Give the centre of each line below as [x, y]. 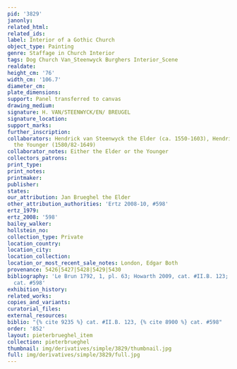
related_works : [30, 296]
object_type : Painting [41, 47]
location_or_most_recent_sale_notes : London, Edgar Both [93, 263]
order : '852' [26, 329]
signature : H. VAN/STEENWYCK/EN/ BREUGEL [69, 112]
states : [19, 191]
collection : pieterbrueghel [49, 342]
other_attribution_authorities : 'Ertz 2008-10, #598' [88, 204]
